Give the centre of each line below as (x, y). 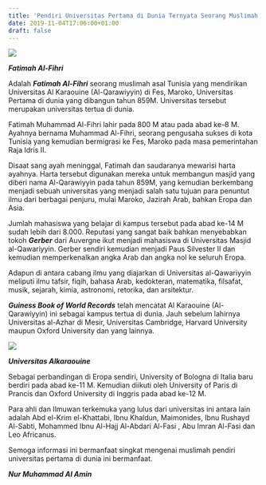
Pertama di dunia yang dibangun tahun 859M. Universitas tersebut (117, 101)
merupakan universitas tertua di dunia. (71, 109)
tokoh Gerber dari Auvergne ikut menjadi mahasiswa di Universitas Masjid (130, 241)
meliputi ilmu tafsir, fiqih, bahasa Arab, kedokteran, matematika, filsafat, (125, 281)
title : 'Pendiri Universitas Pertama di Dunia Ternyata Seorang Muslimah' (135, 16)
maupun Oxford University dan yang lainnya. (82, 331)
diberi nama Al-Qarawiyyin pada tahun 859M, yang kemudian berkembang (131, 183)
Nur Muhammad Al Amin (50, 474)
